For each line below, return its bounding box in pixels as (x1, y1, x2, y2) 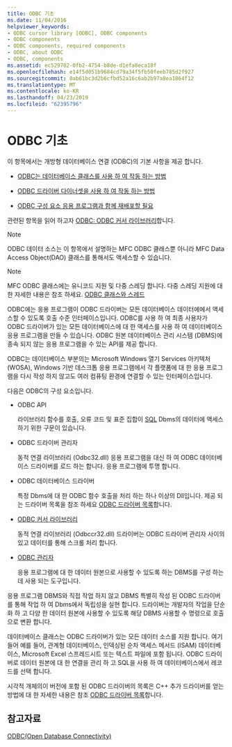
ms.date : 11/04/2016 (7, 17, 67, 24)
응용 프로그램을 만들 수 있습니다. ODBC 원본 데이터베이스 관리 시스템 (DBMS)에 (7, 331, 223, 339)
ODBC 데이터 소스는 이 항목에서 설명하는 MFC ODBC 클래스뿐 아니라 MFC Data (7, 244, 224, 252)
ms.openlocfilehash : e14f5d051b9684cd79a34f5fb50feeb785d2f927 (7, 68, 194, 75)
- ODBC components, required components (7, 42, 126, 49)
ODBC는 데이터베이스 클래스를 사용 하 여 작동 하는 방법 (17, 172, 167, 180)
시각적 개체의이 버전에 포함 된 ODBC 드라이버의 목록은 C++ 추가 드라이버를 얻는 (7, 682, 224, 690)
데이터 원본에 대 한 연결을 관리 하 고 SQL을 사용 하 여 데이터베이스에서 (19, 658, 210, 666)
